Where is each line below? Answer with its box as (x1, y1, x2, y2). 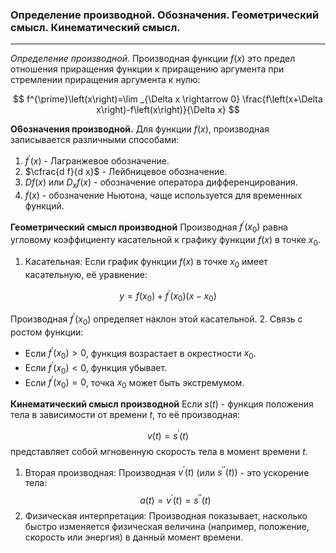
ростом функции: (10, 326, 84, 338)
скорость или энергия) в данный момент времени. (24, 531, 244, 543)
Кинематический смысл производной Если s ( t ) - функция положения (10, 398, 314, 410)
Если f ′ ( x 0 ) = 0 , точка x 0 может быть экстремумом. (24, 374, 245, 391)
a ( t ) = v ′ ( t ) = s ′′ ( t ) (139, 493, 212, 507)
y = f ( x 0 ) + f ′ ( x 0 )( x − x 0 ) (119, 288, 217, 304)
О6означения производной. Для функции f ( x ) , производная (10, 123, 270, 135)
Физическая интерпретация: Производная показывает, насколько (24, 510, 308, 522)
